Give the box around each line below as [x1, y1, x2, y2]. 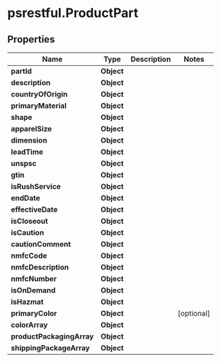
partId [11, 66, 32, 76]
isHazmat [11, 297, 44, 307]
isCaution [11, 228, 45, 237]
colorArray [11, 320, 48, 329]
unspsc [11, 158, 37, 168]
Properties [7, 33, 55, 45]
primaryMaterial [11, 101, 67, 111]
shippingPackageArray [11, 343, 90, 353]
